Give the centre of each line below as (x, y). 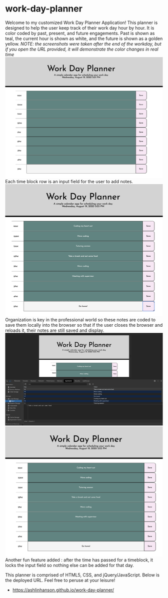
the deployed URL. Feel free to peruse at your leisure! (60, 580)
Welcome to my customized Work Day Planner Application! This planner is (81, 23)
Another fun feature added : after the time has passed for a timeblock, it (79, 560)
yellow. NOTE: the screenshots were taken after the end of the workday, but (83, 44)
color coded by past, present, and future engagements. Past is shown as (80, 33)
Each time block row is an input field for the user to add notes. (69, 182)
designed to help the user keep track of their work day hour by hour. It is (80, 28)
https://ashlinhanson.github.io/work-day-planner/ (63, 590)
